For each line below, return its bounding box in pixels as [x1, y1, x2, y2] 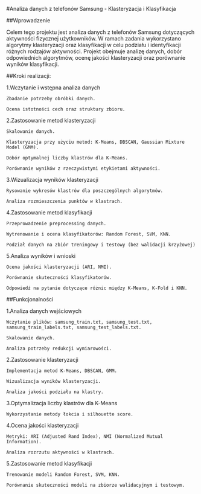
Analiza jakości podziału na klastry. [6, 389, 104, 395]
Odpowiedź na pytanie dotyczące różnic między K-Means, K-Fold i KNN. [6, 285, 188, 291]
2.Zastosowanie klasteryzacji [6, 356, 78, 363]
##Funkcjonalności [6, 296, 54, 303]
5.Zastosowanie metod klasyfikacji [6, 460, 92, 467]
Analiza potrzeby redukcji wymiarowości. [6, 345, 112, 351]
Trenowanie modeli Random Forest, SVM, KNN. [6, 472, 120, 478]
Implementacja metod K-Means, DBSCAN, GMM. [6, 368, 118, 374]
